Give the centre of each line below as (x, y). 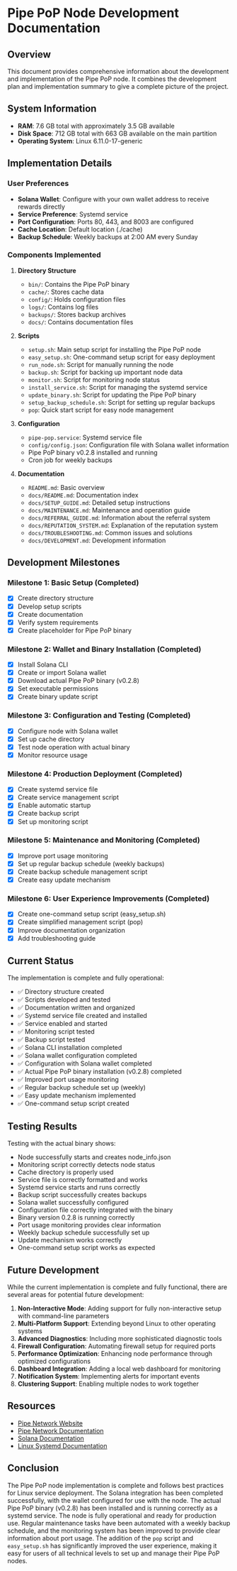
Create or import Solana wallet (62, 673)
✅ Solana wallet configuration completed (77, 1056)
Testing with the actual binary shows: (62, 1144)
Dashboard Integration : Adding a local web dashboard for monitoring (119, 1369)
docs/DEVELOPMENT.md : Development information (97, 540)
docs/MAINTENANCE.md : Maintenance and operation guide (109, 510)
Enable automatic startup (54, 805)
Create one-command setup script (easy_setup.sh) (92, 914)
